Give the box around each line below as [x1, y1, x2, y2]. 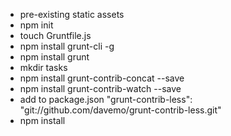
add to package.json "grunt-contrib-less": [19, 94, 193, 105]
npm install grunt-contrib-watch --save [19, 83, 182, 94]
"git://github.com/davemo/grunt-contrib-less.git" [19, 104, 222, 116]
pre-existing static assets [19, 9, 125, 20]
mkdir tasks [19, 62, 68, 73]
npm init [19, 19, 54, 31]
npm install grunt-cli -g [19, 40, 115, 52]
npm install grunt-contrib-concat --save [19, 72, 185, 84]
